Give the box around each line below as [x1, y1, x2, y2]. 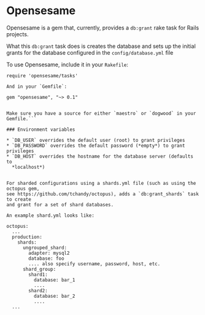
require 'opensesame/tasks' [6, 72, 79, 79]
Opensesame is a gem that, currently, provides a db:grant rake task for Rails [6, 24, 199, 31]
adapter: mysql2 [28, 250, 70, 256]
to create [6, 196, 32, 203]
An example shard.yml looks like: [6, 212, 95, 219]
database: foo [28, 255, 64, 262]
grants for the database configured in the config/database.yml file [6, 49, 174, 56]
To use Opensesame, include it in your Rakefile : [6, 61, 129, 68]
